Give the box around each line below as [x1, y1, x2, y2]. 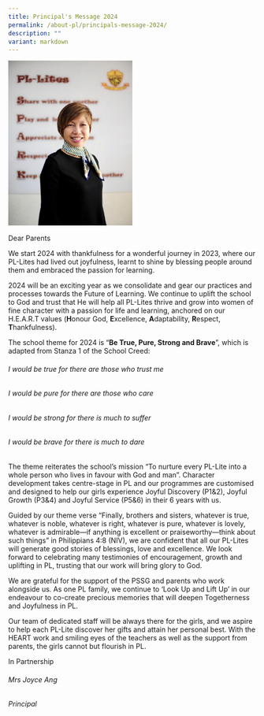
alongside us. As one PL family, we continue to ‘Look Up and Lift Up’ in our [8, 584, 251, 594]
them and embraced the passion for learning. [8, 265, 155, 275]
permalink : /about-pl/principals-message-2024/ [8, 20, 168, 29]
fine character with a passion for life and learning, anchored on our [8, 306, 226, 315]
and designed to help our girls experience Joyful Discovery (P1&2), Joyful [8, 487, 247, 496]
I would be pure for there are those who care [8, 388, 154, 398]
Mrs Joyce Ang [8, 674, 58, 684]
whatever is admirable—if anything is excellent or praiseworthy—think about [8, 527, 256, 536]
